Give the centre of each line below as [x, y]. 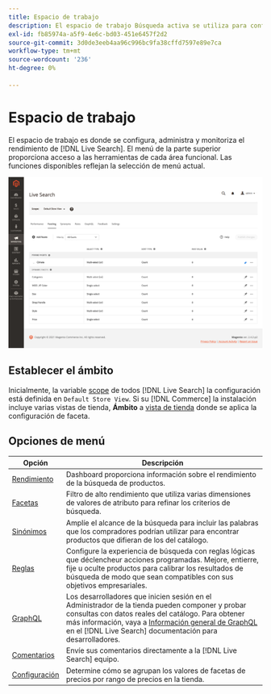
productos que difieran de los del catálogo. [137, 540]
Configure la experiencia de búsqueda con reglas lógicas [161, 551]
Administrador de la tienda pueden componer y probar [156, 605]
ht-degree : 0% [32, 69]
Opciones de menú [57, 441]
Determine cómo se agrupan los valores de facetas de [156, 671]
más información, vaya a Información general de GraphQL [162, 622]
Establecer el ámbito [61, 371]
